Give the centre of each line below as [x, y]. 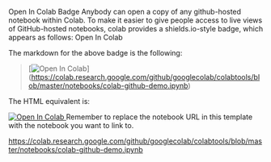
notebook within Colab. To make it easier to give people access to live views [135, 20]
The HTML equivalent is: [49, 101]
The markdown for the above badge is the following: [95, 53]
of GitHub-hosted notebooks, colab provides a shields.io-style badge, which [136, 29]
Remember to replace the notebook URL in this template [159, 117]
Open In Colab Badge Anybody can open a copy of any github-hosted [125, 12]
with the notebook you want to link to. [71, 125]
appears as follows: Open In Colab [66, 37]
